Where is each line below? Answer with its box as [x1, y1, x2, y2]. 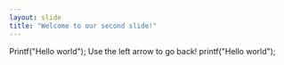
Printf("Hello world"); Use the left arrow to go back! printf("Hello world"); [9, 45, 276, 56]
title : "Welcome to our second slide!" [9, 21, 158, 30]
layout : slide [9, 12, 62, 22]
